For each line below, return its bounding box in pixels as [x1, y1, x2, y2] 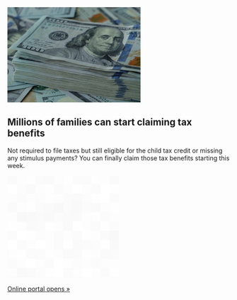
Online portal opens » [7, 284, 71, 293]
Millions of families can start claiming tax [7, 116, 192, 128]
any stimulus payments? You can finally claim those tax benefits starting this [7, 153, 230, 162]
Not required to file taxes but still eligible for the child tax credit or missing [7, 146, 223, 155]
